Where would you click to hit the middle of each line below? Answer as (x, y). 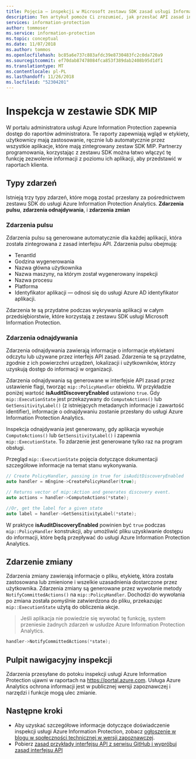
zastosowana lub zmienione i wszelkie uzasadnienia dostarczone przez (92, 582)
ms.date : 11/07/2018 (31, 45)
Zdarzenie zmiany (39, 562)
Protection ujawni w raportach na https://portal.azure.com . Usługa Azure (93, 681)
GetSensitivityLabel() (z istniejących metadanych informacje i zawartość (95, 405)
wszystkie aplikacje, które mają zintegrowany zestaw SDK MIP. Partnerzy (94, 146)
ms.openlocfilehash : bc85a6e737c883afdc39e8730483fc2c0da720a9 (85, 55)
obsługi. (16, 448)
